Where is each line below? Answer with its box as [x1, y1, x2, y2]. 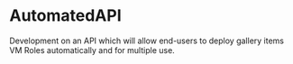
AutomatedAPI [9, 5, 122, 26]
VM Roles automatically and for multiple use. [9, 44, 176, 55]
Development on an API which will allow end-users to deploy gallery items [9, 35, 284, 46]
